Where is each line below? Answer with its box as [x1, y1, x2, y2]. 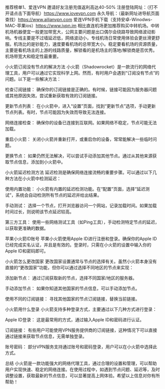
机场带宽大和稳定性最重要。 [5, 54, 61, 59]
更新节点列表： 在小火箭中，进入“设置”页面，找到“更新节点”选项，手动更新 [5, 103, 156, 109]
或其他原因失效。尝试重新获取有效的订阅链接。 [5, 93, 100, 98]
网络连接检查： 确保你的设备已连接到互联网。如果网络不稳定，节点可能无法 [5, 120, 157, 125]
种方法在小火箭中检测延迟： [5, 176, 61, 181]
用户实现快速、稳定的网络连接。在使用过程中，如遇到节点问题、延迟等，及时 [5, 366, 160, 372]
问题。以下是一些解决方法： [5, 76, 61, 82]
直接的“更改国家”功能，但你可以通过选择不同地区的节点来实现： [5, 265, 134, 270]
